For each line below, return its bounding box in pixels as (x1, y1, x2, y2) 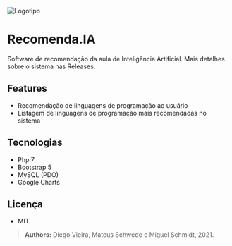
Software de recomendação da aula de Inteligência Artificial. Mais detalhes (7, 54, 226, 63)
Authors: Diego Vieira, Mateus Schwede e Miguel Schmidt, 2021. (24, 230, 214, 239)
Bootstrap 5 (17, 163, 52, 171)
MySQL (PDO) (17, 170, 59, 179)
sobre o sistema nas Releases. (7, 62, 96, 70)
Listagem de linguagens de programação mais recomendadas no (17, 109, 207, 117)
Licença (7, 198, 44, 210)
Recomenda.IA (7, 32, 97, 47)
